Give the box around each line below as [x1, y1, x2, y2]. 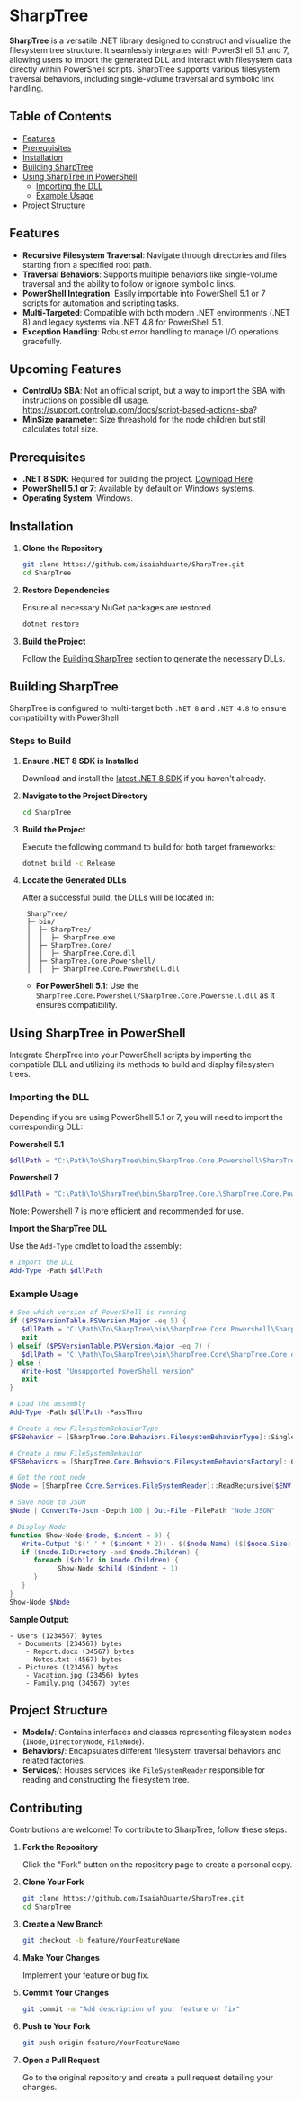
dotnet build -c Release [22, 859, 116, 868]
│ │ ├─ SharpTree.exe [26, 933, 116, 942]
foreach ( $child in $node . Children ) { [32, 1556, 179, 1565]
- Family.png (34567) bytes [25, 1678, 130, 1687]
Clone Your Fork [22, 1876, 84, 1888]
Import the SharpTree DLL [9, 1224, 108, 1234]
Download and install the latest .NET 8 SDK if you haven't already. [22, 772, 267, 783]
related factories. [22, 1755, 86, 1767]
